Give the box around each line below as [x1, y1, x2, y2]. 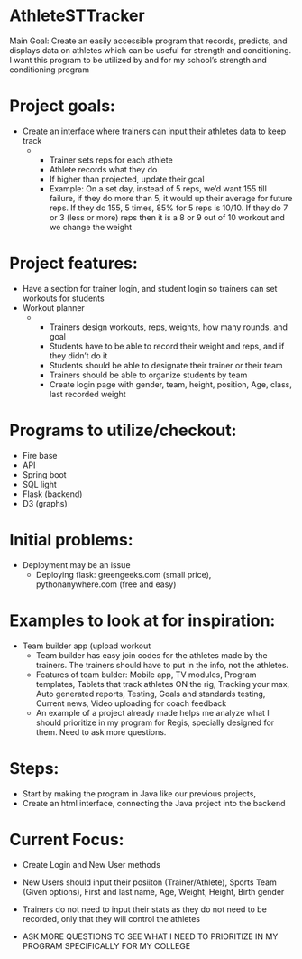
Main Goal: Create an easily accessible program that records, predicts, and [9, 35, 288, 46]
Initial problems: [9, 529, 133, 550]
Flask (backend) [22, 489, 83, 499]
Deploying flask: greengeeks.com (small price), [35, 569, 212, 580]
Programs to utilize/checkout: [9, 421, 237, 441]
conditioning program [9, 64, 90, 75]
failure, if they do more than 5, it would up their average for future [49, 192, 293, 203]
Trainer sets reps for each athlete [49, 154, 173, 165]
